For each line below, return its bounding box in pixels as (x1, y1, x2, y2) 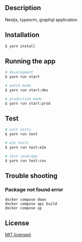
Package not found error (5, 186, 64, 193)
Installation (5, 31, 40, 39)
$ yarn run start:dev (5, 87, 49, 93)
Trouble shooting (5, 172, 58, 180)
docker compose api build (5, 201, 57, 207)
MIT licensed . (5, 232, 32, 238)
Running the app (5, 57, 55, 65)
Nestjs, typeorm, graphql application (5, 16, 78, 22)
